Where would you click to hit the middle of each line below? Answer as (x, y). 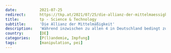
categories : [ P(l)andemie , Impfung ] (48, 38)
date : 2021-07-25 (34, 10)
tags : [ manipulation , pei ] (44, 43)
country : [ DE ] (27, 33)
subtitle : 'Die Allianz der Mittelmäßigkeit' (60, 24)
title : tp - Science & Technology (51, 19)
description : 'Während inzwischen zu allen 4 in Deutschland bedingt (83, 29)
